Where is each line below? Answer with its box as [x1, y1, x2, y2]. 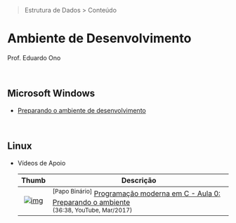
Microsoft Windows [7, 88, 96, 100]
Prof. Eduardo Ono [7, 53, 61, 62]
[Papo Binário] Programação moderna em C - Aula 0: [52, 187, 221, 198]
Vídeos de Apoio [17, 158, 66, 167]
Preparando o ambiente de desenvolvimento [17, 106, 146, 114]
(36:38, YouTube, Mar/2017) [52, 206, 133, 214]
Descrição [122, 175, 157, 185]
